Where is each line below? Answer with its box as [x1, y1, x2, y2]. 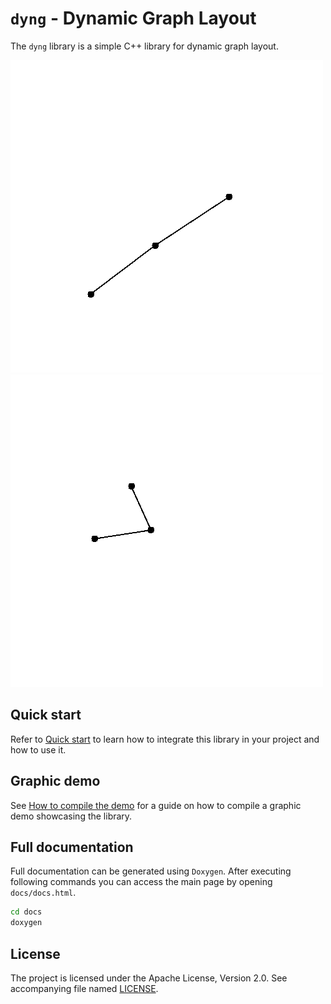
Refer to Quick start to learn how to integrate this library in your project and [10, 733, 320, 745]
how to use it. [10, 743, 67, 756]
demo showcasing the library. [10, 810, 133, 822]
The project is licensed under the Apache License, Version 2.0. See [10, 972, 288, 984]
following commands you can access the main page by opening [10, 876, 273, 888]
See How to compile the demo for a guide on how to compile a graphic [10, 799, 302, 811]
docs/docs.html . [10, 887, 77, 899]
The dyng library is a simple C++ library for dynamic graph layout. [10, 40, 279, 52]
